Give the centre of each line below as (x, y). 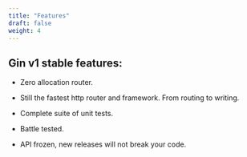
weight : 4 (25, 30)
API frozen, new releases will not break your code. (103, 144)
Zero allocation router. (57, 83)
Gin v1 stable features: (65, 63)
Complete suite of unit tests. (67, 114)
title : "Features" (39, 16)
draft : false (30, 23)
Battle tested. (42, 129)
